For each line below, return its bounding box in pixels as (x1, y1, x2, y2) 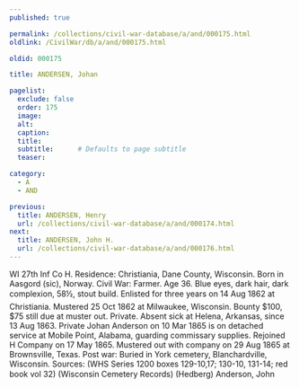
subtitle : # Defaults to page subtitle (17, 145, 187, 154)
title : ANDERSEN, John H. (17, 235, 115, 245)
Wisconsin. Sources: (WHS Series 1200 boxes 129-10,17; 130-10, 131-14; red (9, 358, 288, 369)
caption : (17, 128, 50, 137)
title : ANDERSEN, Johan (9, 70, 99, 79)
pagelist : (9, 86, 47, 95)
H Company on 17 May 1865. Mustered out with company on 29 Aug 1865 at (9, 339, 290, 350)
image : (17, 111, 42, 120)
